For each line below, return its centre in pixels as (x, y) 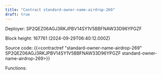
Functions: (16, 68)
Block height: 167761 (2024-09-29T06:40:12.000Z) (58, 38)
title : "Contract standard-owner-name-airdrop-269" (60, 10)
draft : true (17, 14)
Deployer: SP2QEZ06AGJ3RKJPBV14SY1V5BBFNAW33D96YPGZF (74, 28)
